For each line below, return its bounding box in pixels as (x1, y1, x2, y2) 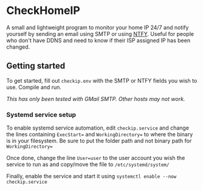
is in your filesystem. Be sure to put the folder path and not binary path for (6, 137, 192, 145)
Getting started (6, 61, 66, 71)
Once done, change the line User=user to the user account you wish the (6, 155, 185, 162)
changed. (6, 43, 30, 50)
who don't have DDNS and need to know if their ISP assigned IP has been (6, 36, 190, 44)
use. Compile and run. (6, 83, 62, 91)
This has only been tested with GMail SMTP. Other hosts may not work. (6, 95, 185, 102)
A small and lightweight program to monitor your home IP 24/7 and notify (6, 24, 189, 31)
